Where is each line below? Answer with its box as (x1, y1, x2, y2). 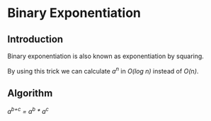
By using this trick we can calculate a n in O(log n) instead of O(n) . (7, 66, 199, 75)
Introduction (7, 33, 64, 45)
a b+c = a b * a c (7, 106, 50, 116)
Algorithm (7, 87, 53, 100)
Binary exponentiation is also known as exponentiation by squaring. (7, 52, 204, 60)
